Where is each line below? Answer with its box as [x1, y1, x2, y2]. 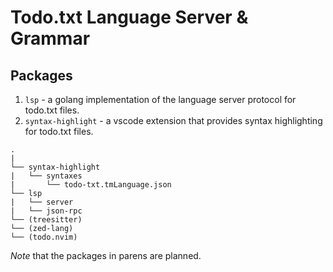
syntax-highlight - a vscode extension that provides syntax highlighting [24, 115, 323, 126]
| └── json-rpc [10, 206, 83, 216]
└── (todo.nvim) [10, 232, 78, 242]
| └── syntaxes [10, 171, 83, 181]
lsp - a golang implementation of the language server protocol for [24, 94, 297, 105]
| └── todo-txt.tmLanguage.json [10, 180, 172, 190]
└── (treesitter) [10, 215, 83, 225]
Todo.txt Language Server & [10, 6, 249, 29]
